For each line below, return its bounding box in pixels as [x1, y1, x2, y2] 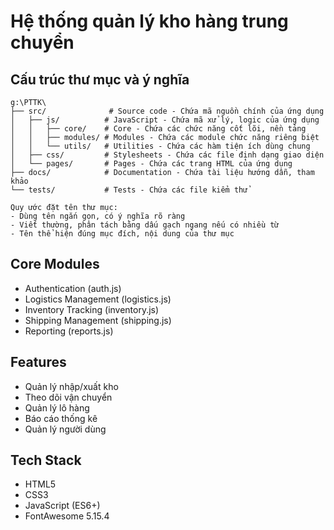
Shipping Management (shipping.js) [24, 314, 172, 326]
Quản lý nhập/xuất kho [24, 380, 119, 392]
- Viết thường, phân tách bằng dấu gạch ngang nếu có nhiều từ [10, 220, 280, 230]
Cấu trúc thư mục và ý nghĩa [10, 71, 190, 88]
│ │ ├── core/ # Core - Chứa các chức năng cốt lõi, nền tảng [10, 124, 307, 134]
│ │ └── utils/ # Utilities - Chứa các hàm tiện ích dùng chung [10, 141, 311, 151]
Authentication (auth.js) [24, 282, 122, 294]
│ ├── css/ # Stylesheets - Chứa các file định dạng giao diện [10, 150, 325, 160]
